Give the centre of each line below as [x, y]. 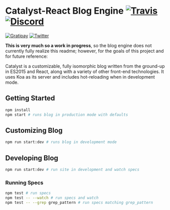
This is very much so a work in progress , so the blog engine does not [79, 45]
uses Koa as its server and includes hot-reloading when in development [80, 77]
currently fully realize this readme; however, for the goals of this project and [84, 51]
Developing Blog [32, 158]
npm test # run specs [28, 193]
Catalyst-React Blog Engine [64, 11]
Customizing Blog [34, 130]
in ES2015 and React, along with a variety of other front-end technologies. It [84, 72]
